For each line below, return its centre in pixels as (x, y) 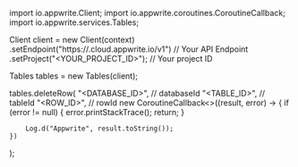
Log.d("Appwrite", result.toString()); (100, 129)
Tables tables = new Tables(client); (74, 76)
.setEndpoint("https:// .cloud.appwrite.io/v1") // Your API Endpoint (129, 49)
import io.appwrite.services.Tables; (74, 22)
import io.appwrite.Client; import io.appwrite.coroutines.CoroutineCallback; (148, 13)
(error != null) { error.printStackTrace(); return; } (97, 112)
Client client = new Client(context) (72, 40)
